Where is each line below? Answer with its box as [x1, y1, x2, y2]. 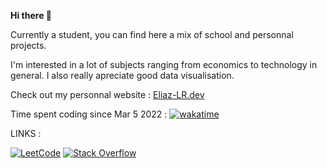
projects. [10, 40, 47, 51]
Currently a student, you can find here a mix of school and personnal [10, 29, 294, 40]
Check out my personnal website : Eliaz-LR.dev [10, 89, 205, 100]
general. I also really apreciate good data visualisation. [10, 70, 235, 81]
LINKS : [10, 128, 42, 139]
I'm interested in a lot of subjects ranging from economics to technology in [10, 59, 318, 70]
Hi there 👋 [10, 10, 52, 21]
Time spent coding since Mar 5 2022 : [10, 108, 168, 120]
